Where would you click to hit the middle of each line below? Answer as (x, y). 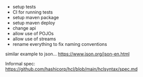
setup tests (24, 7)
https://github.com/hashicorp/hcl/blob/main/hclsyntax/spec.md (71, 69)
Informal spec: (20, 64)
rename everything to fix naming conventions (60, 44)
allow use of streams (34, 39)
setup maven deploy (34, 23)
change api (24, 28)
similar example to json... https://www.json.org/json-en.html (67, 54)
